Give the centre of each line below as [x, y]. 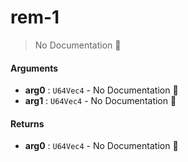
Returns [27, 123]
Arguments [34, 68]
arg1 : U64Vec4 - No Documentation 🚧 [100, 101]
